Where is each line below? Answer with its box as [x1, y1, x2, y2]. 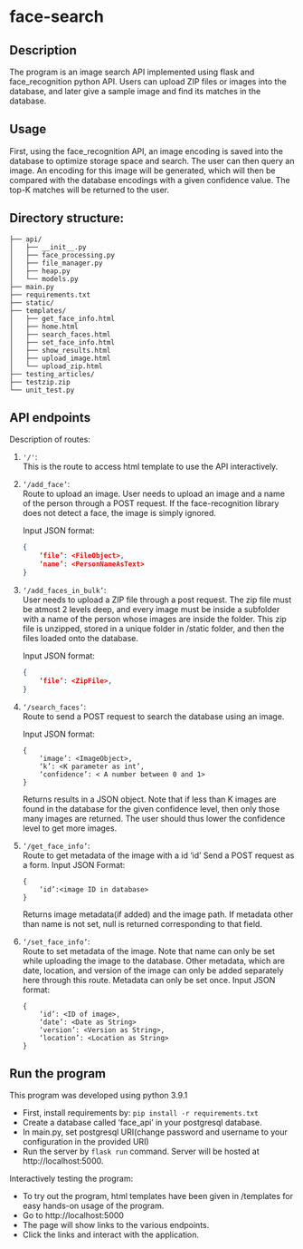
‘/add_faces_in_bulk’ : [22, 584, 107, 595]
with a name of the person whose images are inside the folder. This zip [22, 613, 287, 624]
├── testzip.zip [9, 377, 71, 386]
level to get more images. [22, 823, 118, 834]
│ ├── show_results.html [9, 346, 111, 355]
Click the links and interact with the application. [22, 1229, 200, 1240]
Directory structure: [9, 210, 125, 226]
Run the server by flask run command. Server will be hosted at [22, 1146, 260, 1157]
